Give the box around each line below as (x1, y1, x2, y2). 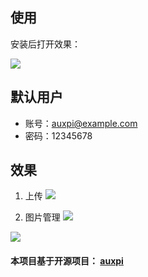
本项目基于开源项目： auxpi (10, 255, 124, 267)
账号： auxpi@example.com (24, 117, 138, 129)
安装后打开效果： (10, 38, 81, 50)
